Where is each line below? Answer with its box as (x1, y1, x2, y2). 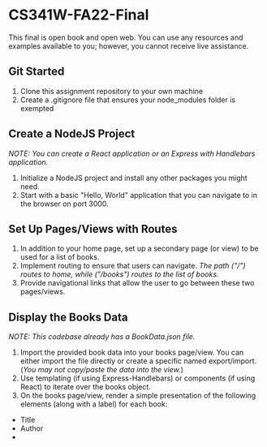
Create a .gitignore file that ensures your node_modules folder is (19, 95, 236, 105)
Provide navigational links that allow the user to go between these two (19, 278, 255, 288)
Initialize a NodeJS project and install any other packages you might (19, 173, 248, 183)
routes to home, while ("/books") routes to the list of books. (19, 269, 219, 279)
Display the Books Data (8, 310, 128, 324)
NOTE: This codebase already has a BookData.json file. (8, 332, 196, 342)
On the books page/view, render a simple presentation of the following (19, 391, 256, 401)
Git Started (8, 65, 65, 79)
